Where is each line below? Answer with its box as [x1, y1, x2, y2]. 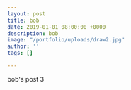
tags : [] [7, 50, 33, 57]
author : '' [7, 43, 40, 50]
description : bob [7, 30, 59, 37]
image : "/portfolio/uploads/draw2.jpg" [7, 37, 125, 44]
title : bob [7, 17, 40, 24]
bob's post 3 [7, 75, 45, 83]
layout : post [7, 10, 46, 18]
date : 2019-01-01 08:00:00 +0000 [7, 23, 106, 30]
